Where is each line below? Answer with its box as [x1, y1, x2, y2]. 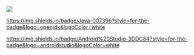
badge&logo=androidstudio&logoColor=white [6, 42, 120, 48]
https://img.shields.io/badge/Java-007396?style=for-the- [6, 17, 150, 24]
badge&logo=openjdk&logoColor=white [6, 24, 105, 30]
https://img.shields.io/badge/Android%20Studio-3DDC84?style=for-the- [6, 35, 188, 42]
